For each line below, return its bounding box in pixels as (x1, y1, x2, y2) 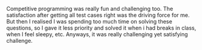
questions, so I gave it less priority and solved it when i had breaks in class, (6, 24, 196, 31)
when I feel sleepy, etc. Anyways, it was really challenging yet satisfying (6, 31, 189, 38)
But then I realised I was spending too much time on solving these (6, 18, 173, 25)
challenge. (6, 37, 33, 44)
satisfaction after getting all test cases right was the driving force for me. (6, 11, 190, 19)
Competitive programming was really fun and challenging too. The (6, 5, 173, 12)
